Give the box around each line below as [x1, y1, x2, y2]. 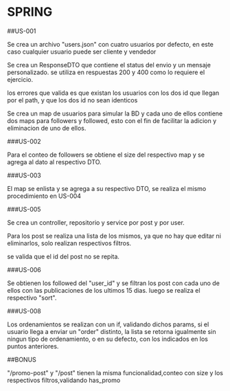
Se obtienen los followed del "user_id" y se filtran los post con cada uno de [7, 279, 220, 287]
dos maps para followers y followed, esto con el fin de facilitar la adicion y [7, 116, 217, 124]
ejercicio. [7, 75, 33, 83]
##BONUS [7, 355, 36, 364]
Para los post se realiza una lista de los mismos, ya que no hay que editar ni [7, 232, 222, 240]
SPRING [7, 4, 53, 20]
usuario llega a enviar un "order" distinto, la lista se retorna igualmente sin [7, 327, 216, 335]
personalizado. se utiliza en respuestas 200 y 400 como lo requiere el [7, 68, 205, 76]
